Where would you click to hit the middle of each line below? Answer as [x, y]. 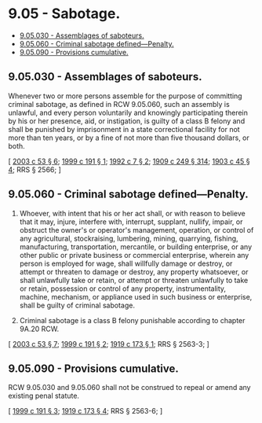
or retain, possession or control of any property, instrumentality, [122, 289]
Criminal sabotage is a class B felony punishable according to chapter [132, 320]
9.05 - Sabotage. [64, 14]
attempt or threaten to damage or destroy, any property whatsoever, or [134, 271]
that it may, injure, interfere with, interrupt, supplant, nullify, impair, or [131, 222]
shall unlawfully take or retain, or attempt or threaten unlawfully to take [134, 280]
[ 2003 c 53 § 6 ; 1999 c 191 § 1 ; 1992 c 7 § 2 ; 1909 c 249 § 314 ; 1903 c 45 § [129, 161]
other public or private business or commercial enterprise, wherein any [134, 255]
